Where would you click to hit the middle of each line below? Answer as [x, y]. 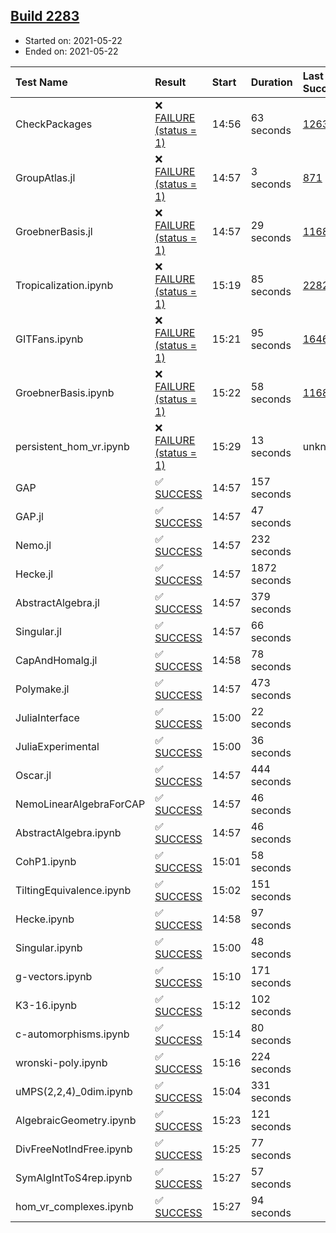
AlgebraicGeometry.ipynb [76, 1120]
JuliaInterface [47, 717]
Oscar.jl [33, 775]
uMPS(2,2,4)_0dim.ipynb [74, 1091]
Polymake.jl [42, 689]
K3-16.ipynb [46, 1005]
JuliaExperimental [57, 746]
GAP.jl [29, 516]
